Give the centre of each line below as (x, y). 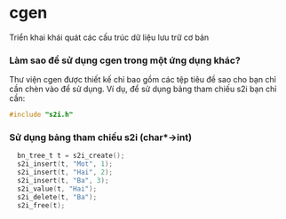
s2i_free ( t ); (41, 205)
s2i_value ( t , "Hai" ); (57, 189)
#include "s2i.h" (41, 115)
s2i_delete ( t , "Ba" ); (57, 197)
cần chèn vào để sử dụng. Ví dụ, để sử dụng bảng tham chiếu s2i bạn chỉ (143, 89)
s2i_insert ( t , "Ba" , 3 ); (63, 181)
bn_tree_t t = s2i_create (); (71, 156)
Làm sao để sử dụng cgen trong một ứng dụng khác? (125, 60)
